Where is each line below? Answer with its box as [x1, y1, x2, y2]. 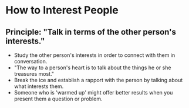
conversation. [14, 58, 48, 65]
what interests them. [14, 83, 64, 90]
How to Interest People [5, 4, 119, 17]
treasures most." [14, 70, 54, 77]
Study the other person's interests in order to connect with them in [14, 52, 176, 59]
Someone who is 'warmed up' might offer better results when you [14, 89, 173, 96]
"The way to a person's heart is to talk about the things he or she [14, 64, 171, 71]
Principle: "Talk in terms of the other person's [5, 27, 177, 37]
